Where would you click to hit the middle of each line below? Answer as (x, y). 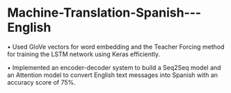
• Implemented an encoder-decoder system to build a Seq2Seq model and (114, 67)
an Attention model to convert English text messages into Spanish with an (112, 75)
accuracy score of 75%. (42, 82)
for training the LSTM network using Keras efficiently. (84, 54)
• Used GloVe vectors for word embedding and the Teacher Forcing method (116, 46)
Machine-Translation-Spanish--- (104, 13)
